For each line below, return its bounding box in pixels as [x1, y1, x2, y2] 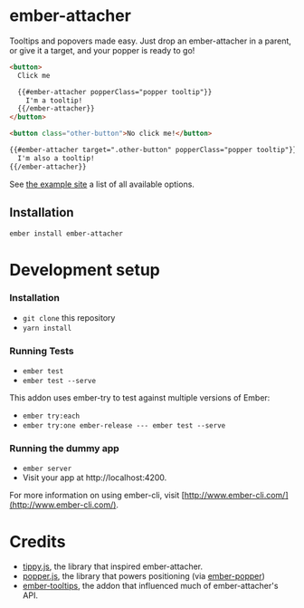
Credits [9, 531, 66, 552]
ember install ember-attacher [9, 228, 124, 238]
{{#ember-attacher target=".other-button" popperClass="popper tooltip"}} [9, 146, 298, 155]
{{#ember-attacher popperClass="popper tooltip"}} [17, 87, 213, 96]
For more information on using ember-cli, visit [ [9, 490, 185, 501]
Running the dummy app [9, 442, 119, 455]
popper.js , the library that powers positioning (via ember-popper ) [22, 571, 265, 582]
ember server [22, 464, 72, 474]
